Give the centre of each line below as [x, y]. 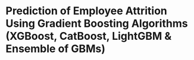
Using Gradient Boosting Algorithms [97, 23]
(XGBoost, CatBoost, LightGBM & [89, 36]
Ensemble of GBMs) [55, 49]
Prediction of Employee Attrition [86, 11]
